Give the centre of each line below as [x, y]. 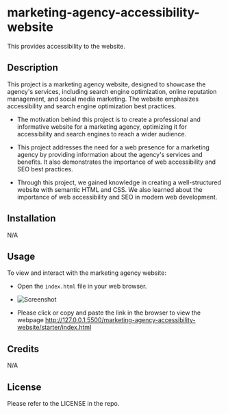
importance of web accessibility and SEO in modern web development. [117, 197]
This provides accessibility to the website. [66, 46]
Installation [31, 218]
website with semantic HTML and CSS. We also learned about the [110, 189]
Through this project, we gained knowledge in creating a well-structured [119, 182]
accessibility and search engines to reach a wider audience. [102, 134]
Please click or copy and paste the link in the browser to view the [109, 313]
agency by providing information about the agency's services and [110, 154]
